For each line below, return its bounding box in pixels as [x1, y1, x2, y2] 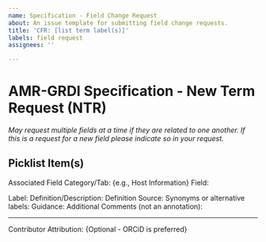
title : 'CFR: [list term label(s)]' [8, 26, 129, 34]
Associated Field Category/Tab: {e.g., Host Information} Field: [8, 178, 210, 187]
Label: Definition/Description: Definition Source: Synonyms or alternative [8, 193, 245, 202]
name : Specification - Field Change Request [8, 11, 158, 20]
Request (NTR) [8, 99, 107, 117]
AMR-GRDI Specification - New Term [8, 83, 256, 100]
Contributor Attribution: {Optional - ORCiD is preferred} [8, 224, 188, 234]
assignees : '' [8, 41, 55, 49]
